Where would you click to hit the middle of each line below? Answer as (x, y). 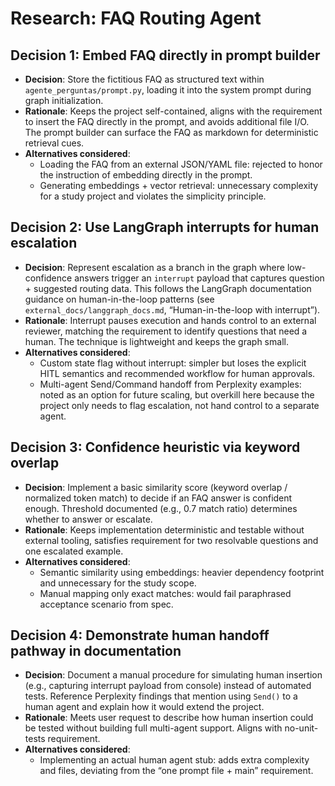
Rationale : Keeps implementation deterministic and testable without (164, 529)
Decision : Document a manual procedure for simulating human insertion (173, 675)
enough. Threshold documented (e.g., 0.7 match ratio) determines (161, 508)
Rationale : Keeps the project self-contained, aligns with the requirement (173, 111)
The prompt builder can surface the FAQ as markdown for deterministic (171, 132)
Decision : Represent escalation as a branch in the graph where (154, 267)
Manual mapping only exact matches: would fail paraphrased (165, 593)
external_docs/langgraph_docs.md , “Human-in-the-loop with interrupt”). (172, 309)
